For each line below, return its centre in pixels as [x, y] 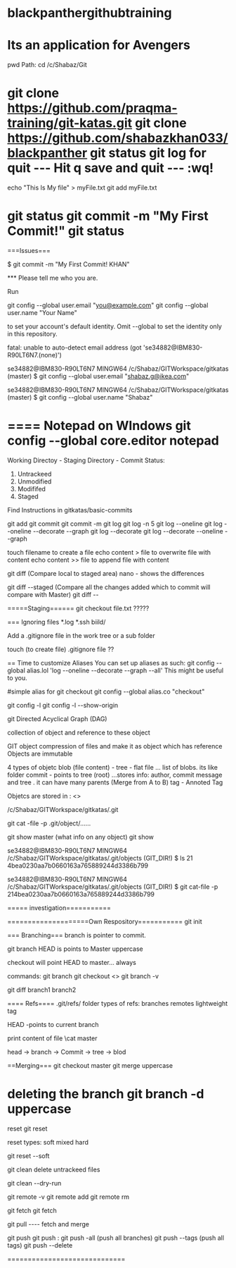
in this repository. [32, 334]
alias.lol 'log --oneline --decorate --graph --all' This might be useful [125, 670]
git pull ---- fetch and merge [48, 1224]
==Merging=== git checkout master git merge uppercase [90, 1065]
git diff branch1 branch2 [42, 990]
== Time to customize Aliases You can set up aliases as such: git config [111, 663]
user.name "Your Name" [42, 313]
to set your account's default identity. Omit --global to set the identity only [115, 326]
